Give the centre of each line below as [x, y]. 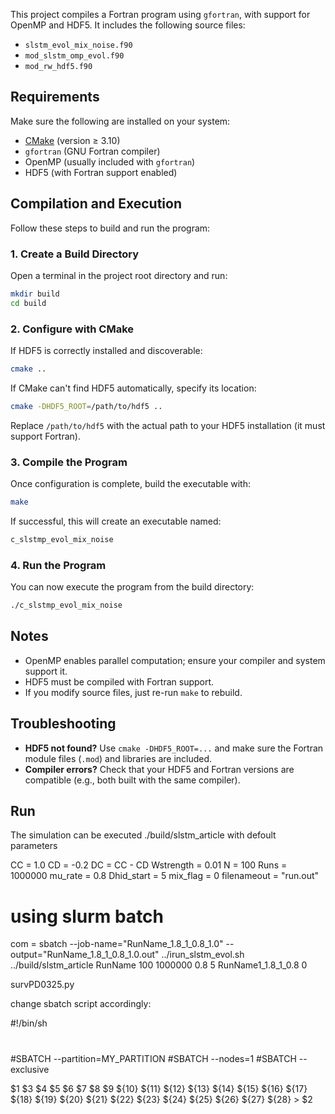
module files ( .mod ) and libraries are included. [118, 758]
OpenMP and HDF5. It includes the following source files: [128, 25]
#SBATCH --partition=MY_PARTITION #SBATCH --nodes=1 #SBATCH [153, 1058]
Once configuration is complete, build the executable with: [130, 484]
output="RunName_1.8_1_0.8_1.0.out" [85, 955]
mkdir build [35, 294]
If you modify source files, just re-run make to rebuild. [133, 692]
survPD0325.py [42, 985]
